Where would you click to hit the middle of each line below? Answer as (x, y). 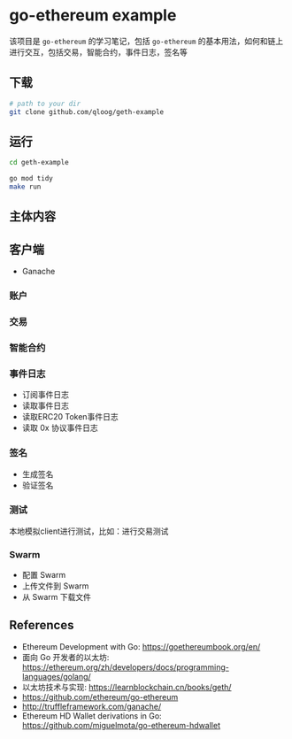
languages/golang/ (56, 676)
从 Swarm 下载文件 (56, 597)
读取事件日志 (45, 406)
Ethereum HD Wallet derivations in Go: (92, 716)
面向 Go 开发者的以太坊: (65, 657)
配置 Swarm (44, 575)
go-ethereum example (93, 15)
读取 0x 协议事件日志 (60, 428)
